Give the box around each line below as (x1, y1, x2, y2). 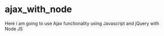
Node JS (5, 25, 23, 31)
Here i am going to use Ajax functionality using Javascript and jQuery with (5, 20, 159, 26)
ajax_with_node (5, 4, 72, 15)
